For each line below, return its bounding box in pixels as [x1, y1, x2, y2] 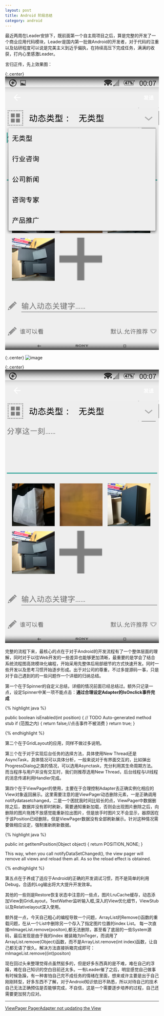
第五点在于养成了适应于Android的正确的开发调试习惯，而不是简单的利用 [5, 875, 149, 881]
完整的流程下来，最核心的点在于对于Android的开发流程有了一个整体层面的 [5, 649, 154, 654]
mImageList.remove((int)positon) [5, 951, 71, 956]
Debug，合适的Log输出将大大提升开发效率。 [5, 881, 95, 888]
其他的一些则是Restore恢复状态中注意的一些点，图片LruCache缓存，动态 [5, 892, 151, 898]
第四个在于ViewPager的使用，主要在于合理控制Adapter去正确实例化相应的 [5, 786, 154, 792]
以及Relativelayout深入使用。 [5, 904, 63, 910]
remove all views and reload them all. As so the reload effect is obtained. [5, 856, 151, 862]
